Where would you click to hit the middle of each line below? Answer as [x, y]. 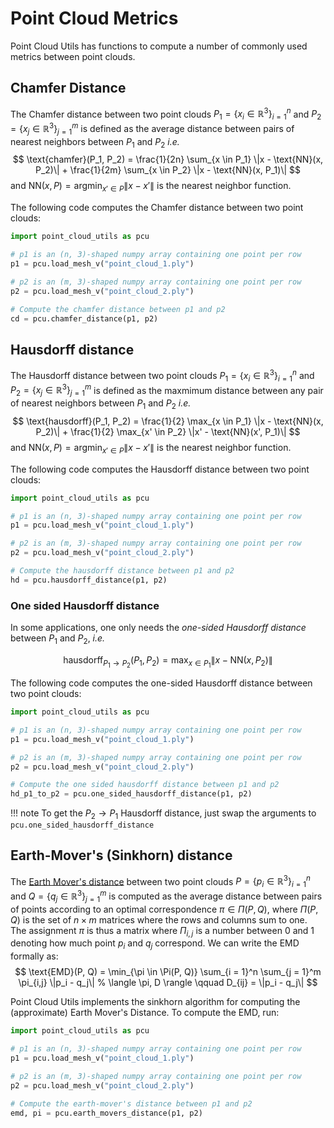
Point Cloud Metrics [94, 18]
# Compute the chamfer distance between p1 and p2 [118, 309]
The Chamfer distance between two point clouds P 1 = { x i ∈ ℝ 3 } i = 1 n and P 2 [166, 114]
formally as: [34, 956]
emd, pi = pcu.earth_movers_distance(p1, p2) [106, 1113]
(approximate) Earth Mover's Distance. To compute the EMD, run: [145, 1013]
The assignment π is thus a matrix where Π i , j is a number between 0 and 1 [162, 931]
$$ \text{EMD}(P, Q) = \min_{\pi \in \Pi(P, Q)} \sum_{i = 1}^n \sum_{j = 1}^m [168, 972]
